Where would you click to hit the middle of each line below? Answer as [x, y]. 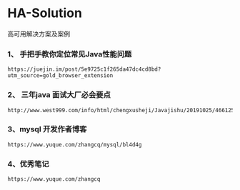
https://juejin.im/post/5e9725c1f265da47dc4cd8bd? [84, 69]
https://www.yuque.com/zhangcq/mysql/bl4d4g [75, 144]
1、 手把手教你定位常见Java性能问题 [70, 54]
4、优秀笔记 [28, 164]
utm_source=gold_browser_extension [60, 76]
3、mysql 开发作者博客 [47, 129]
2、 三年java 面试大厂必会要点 [59, 95]
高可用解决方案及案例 [39, 34]
